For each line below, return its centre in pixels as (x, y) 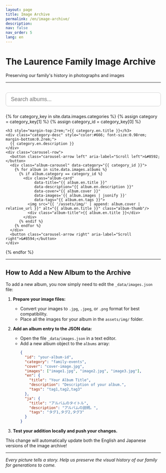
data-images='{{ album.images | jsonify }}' (81, 196)
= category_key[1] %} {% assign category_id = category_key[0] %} (73, 122)
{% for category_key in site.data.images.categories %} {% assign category (82, 117)
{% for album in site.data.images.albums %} (61, 170)
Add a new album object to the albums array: (65, 343)
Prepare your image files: (39, 299)
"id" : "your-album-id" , (49, 357)
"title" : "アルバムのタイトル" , (59, 403)
